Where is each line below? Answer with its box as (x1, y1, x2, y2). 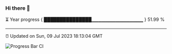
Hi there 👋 (5, 5, 31, 12)
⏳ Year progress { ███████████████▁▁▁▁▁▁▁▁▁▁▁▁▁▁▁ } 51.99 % (5, 16, 165, 22)
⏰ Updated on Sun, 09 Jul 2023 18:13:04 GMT (5, 33, 103, 39)
